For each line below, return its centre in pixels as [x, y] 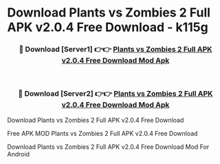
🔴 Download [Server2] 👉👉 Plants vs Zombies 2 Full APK [115, 94]
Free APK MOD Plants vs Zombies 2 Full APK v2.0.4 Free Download [102, 133]
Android [18, 154]
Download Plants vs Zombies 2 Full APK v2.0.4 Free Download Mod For [108, 147]
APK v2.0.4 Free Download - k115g [108, 27]
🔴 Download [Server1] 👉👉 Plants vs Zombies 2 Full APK [115, 50]
